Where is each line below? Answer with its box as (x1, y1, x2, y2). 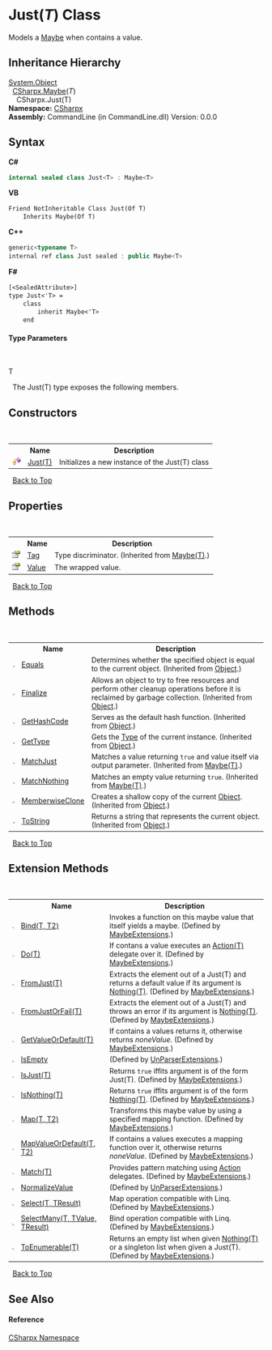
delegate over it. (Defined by (108, 949, 205, 959)
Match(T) (20, 1167, 53, 1177)
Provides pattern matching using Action (108, 1162, 241, 1172)
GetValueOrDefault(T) (20, 1035, 95, 1045)
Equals (21, 659, 45, 669)
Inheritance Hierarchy (8, 56, 121, 70)
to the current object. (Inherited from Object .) (91, 664, 242, 674)
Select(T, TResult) (20, 1198, 82, 1207)
